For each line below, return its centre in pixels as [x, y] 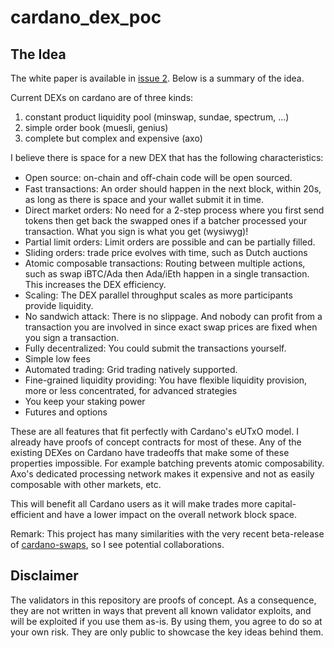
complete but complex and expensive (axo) [113, 138]
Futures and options [66, 412]
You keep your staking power [85, 401]
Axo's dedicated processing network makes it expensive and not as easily [162, 474]
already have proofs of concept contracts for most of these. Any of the [156, 442]
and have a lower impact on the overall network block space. [171, 514]
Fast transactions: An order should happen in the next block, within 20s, [173, 189]
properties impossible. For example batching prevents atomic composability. [167, 463]
